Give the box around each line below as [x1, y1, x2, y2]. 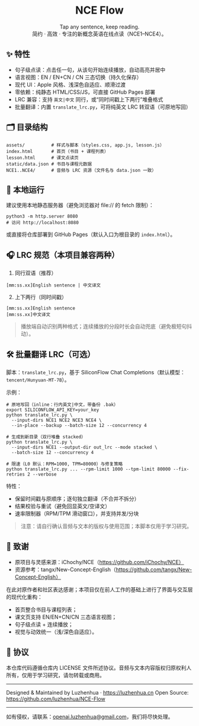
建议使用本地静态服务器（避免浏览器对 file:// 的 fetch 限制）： [6, 202, 154, 209]
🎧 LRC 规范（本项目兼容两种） [6, 250, 120, 260]
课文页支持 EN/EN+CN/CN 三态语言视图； [14, 613, 117, 620]
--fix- [173, 466, 190, 472]
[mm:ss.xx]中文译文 [6, 312, 51, 318]
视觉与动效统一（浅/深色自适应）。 [14, 628, 98, 635]
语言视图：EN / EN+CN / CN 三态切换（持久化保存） [14, 74, 142, 81]
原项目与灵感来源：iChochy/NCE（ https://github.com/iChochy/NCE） [14, 558, 185, 565]
